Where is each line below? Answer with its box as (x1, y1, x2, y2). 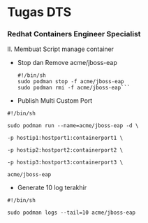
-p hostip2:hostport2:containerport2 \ (7, 147, 124, 154)
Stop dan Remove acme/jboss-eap (17, 59, 117, 67)
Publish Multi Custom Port (17, 96, 93, 105)
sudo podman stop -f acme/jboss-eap (17, 78, 124, 85)
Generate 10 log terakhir (17, 183, 87, 192)
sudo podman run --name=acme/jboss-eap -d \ (7, 122, 139, 129)
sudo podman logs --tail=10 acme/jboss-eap (7, 209, 136, 217)
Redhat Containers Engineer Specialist (7, 29, 141, 39)
